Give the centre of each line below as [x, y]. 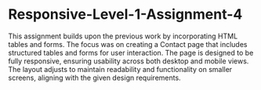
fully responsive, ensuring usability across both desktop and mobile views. [129, 61]
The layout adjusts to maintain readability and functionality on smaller [120, 69]
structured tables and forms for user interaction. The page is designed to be [131, 52]
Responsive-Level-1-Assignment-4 [125, 14]
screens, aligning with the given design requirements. [95, 77]
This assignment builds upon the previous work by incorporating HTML [123, 36]
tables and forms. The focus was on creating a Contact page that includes [128, 44]
